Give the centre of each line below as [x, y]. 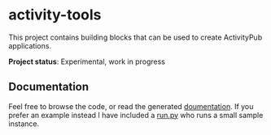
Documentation [49, 87]
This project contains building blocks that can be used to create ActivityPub [135, 37]
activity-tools [55, 15]
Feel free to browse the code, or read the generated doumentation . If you [131, 106]
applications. [30, 45]
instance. [24, 124]
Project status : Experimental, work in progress [87, 61]
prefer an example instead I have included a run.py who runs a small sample [136, 115]
